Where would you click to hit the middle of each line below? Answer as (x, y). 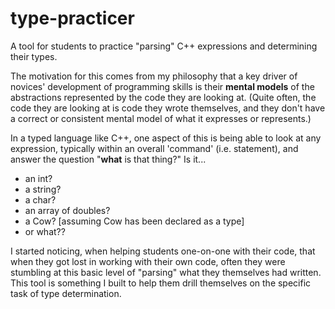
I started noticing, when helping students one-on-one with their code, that (163, 251)
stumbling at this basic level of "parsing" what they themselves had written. (166, 272)
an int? (38, 178)
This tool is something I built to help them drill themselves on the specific (161, 283)
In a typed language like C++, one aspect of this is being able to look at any (166, 138)
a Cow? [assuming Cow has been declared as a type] (134, 221)
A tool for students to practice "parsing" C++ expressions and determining (164, 46)
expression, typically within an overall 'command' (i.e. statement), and (154, 148)
